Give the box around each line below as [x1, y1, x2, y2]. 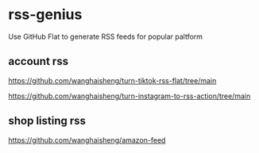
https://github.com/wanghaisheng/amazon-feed [8, 135, 166, 144]
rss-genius [8, 6, 83, 24]
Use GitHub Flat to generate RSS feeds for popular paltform [8, 32, 203, 41]
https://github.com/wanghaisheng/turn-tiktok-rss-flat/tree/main [8, 75, 217, 85]
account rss [8, 55, 69, 68]
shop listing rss [8, 114, 86, 128]
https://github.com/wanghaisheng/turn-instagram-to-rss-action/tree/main [8, 91, 251, 101]
